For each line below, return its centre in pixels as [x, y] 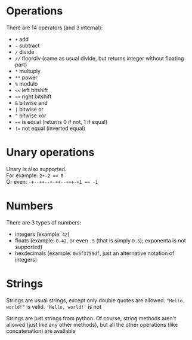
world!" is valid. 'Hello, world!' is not [54, 306]
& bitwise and [31, 102]
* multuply [27, 71]
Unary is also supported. [36, 169]
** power [26, 77]
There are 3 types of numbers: [44, 222]
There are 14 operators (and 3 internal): [55, 28]
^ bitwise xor [30, 116]
